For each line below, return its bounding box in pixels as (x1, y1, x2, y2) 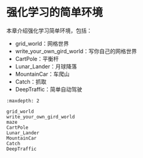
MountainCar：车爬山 (15, 70, 70, 77)
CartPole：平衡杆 (15, 55, 59, 62)
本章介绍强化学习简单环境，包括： (6, 27, 92, 34)
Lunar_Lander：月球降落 (15, 62, 78, 70)
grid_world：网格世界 (15, 40, 69, 47)
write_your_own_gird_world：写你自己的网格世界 (15, 47, 137, 55)
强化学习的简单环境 (6, 5, 103, 20)
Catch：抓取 (15, 77, 47, 85)
